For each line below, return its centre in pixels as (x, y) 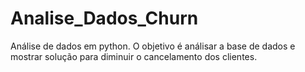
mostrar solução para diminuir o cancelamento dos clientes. (134, 56)
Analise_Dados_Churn (104, 18)
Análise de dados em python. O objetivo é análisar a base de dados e (153, 46)
